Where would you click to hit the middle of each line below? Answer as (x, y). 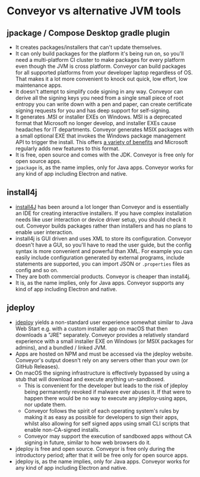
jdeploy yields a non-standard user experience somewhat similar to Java (104, 322)
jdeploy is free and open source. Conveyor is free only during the (95, 448)
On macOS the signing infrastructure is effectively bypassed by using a (102, 373)
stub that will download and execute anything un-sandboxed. (90, 379)
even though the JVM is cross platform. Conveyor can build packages (101, 66)
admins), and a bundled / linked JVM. (61, 347)
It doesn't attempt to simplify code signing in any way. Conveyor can (99, 91)
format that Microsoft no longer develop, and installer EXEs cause (96, 123)
